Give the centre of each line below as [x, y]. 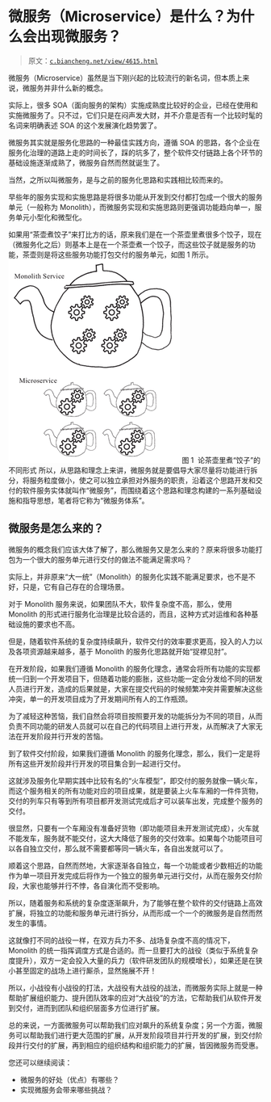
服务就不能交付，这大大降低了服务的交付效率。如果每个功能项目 [149, 838]
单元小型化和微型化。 [50, 217]
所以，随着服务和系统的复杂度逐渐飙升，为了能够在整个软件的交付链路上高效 [135, 902]
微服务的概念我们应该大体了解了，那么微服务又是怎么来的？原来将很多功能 [132, 549]
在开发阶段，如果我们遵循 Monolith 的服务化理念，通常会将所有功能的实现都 [134, 668]
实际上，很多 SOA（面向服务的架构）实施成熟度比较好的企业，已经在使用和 [133, 105]
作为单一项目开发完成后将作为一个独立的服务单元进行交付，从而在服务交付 [132, 875]
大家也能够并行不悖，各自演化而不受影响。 [93, 885]
